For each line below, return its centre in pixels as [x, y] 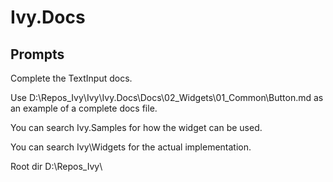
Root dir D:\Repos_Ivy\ [56, 166]
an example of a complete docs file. [84, 108]
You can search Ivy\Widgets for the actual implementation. [131, 147]
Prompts [37, 54]
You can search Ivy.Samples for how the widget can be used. [136, 127]
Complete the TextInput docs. [71, 78]
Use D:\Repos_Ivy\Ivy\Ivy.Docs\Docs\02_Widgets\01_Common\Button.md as [167, 97]
